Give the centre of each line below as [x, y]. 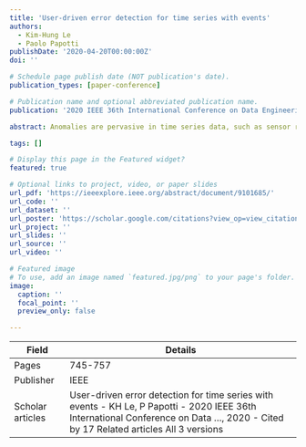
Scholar [31, 407]
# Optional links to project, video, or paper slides [114, 185]
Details [181, 350]
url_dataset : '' [40, 210]
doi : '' [24, 60]
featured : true [38, 168]
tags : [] [26, 143]
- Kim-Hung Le [44, 35]
